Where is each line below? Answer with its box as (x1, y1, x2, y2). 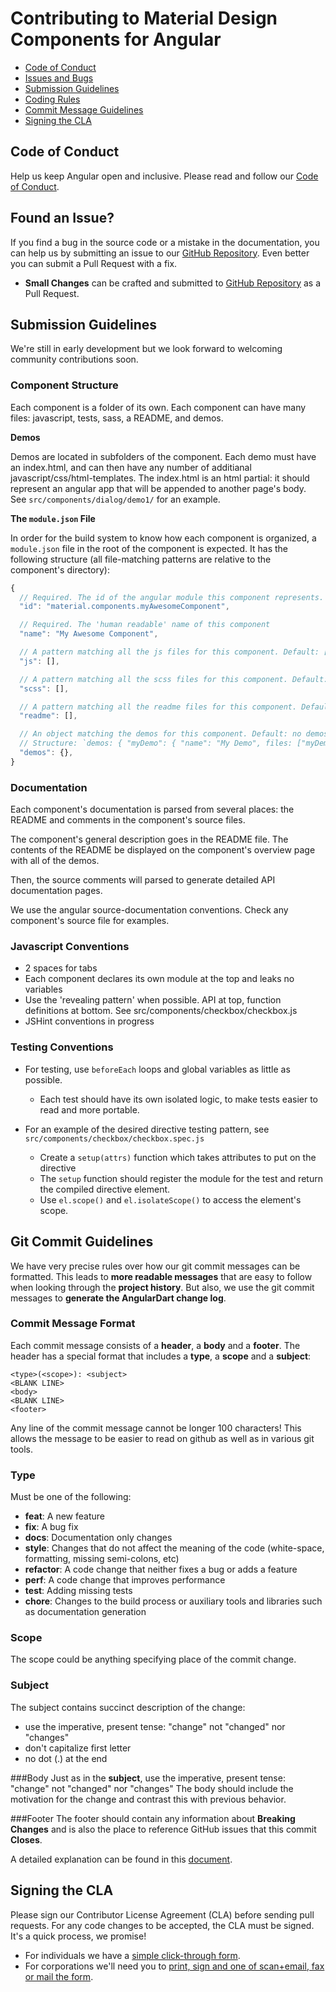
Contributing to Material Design (10, 7, 278, 30)
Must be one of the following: (10, 1491, 132, 1503)
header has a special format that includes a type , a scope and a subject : (10, 1350, 312, 1362)
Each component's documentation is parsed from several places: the (10, 803, 295, 816)
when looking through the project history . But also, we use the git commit (10, 1281, 315, 1293)
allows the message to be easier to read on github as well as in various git (10, 1432, 315, 1444)
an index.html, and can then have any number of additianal (10, 461, 252, 473)
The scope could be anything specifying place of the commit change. (10, 1653, 297, 1666)
